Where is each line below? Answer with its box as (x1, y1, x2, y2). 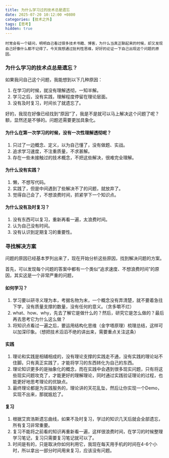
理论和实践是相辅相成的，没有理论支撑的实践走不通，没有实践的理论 (12, 353, 154, 359)
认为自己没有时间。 (12, 223, 53, 229)
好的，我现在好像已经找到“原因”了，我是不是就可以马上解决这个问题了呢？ (5, 111, 160, 117)
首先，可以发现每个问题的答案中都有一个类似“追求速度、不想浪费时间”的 (5, 266, 155, 272)
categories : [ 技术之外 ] (5, 17, 52, 22)
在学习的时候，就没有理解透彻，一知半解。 (12, 87, 101, 93)
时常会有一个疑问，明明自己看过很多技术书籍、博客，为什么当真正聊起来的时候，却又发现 (5, 41, 163, 46)
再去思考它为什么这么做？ (12, 316, 66, 322)
